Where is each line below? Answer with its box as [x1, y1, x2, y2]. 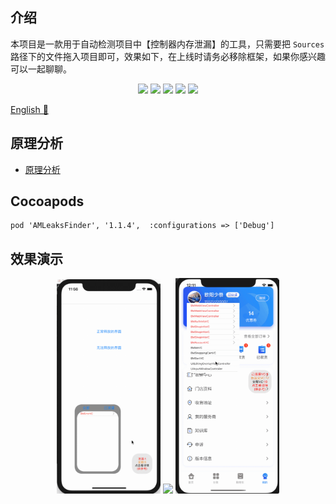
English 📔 [10, 103, 49, 115]
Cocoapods [10, 193, 85, 210]
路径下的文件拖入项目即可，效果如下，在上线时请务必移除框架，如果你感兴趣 [10, 50, 326, 62]
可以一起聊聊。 [10, 63, 72, 75]
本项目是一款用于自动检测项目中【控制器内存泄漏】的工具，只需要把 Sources [10, 38, 325, 50]
